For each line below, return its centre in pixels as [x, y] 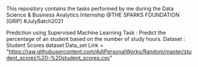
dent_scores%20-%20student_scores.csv [58, 58]
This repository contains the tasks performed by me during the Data [90, 9]
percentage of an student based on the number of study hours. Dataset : [96, 39]
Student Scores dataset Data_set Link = [55, 45]
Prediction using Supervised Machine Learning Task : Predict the [86, 33]
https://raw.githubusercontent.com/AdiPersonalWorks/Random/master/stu [100, 52]
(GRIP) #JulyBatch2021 [35, 21]
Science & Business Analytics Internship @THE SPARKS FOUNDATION [93, 15]
